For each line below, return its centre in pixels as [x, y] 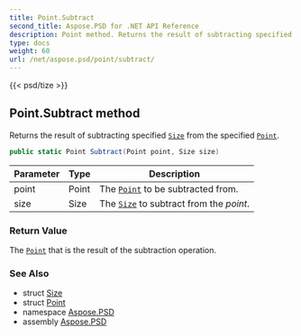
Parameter [37, 174]
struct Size [42, 293]
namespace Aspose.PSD [68, 313]
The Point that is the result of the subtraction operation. [113, 250]
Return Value [38, 231]
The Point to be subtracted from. [169, 188]
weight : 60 [30, 51]
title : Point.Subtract [52, 18]
